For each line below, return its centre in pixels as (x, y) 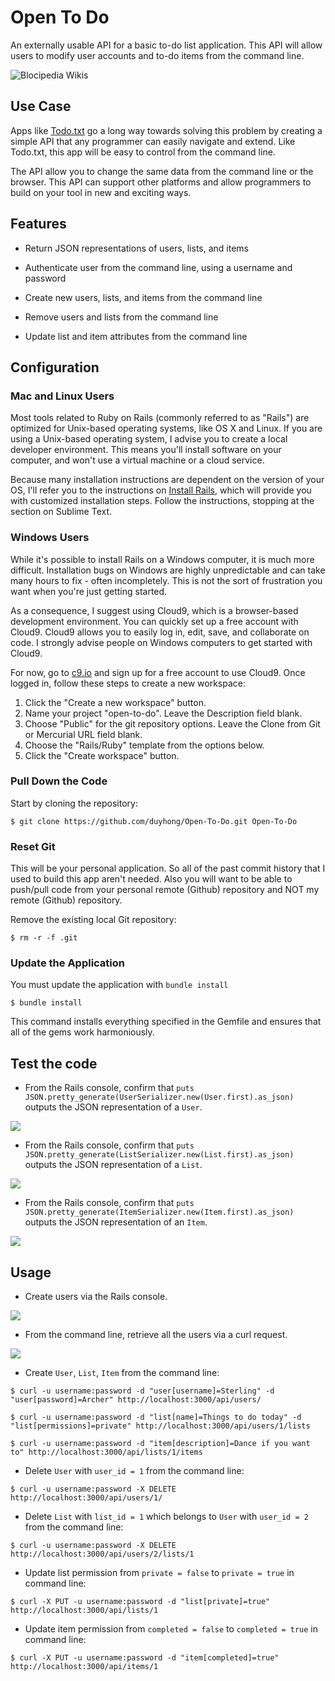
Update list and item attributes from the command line (136, 336)
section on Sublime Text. (61, 512)
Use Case (41, 106)
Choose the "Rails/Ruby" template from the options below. (144, 745)
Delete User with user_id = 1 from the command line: (134, 1471)
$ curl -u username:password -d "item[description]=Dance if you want (160, 1444)
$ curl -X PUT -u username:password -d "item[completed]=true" (145, 1658)
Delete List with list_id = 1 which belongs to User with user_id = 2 (166, 1517)
